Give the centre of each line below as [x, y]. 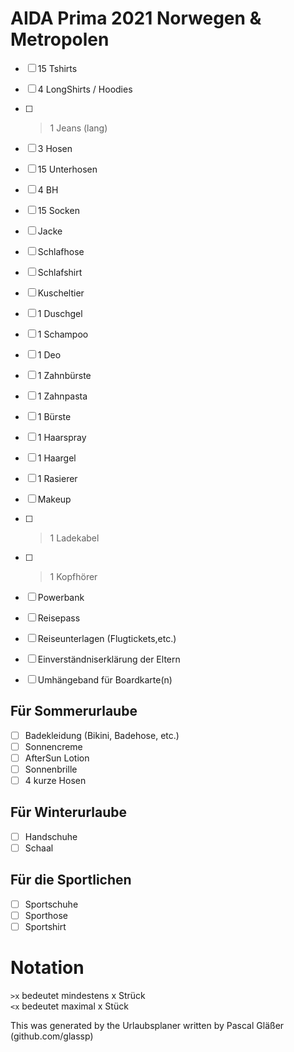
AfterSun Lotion [57, 758]
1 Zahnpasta [62, 396]
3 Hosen [55, 148]
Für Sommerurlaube [74, 711]
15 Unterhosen [67, 169]
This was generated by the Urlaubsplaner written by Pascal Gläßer [147, 1025]
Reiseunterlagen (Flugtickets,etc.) [107, 638]
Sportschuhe [51, 904]
